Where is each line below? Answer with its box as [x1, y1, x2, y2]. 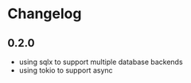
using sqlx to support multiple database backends [18, 57, 184, 66]
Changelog [7, 5, 82, 23]
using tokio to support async [18, 66, 113, 75]
